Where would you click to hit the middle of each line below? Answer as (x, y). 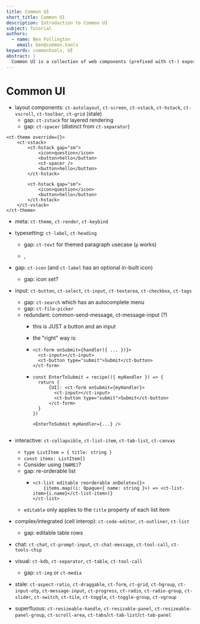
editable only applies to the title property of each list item (97, 510)
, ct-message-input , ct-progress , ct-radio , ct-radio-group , (111, 591)
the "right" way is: (55, 338)
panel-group (29, 615)
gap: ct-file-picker (49, 309)
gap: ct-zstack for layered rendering (68, 120)
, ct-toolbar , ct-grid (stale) (68, 114)
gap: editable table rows (53, 533)
